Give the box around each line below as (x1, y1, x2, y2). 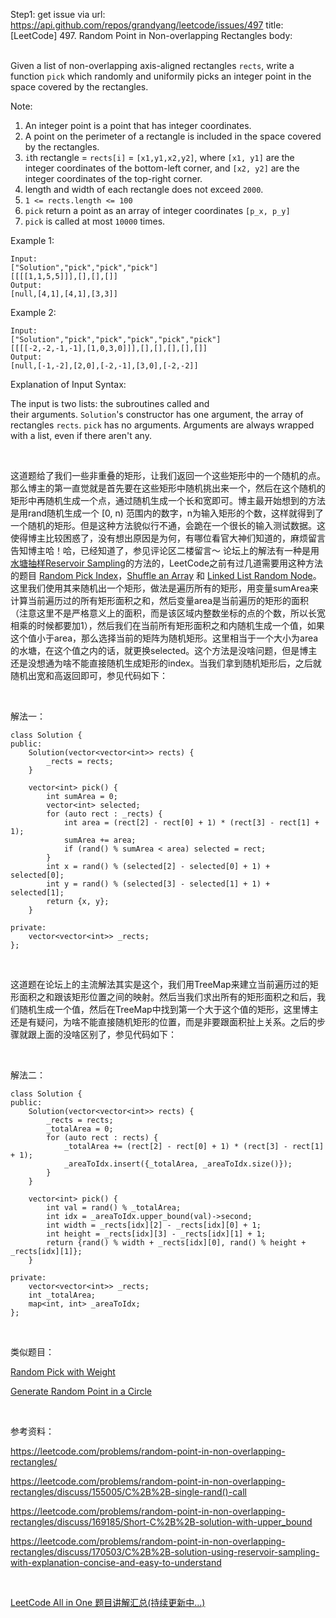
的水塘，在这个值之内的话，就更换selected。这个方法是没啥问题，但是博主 (10, 645, 318, 656)
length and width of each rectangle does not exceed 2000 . (24, 184, 264, 195)
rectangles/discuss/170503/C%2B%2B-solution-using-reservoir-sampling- (10, 1546, 320, 1558)
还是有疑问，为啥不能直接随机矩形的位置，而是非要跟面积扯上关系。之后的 (10, 1016, 317, 1028)
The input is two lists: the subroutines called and (10, 398, 210, 409)
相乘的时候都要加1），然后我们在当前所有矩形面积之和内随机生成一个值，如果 (10, 620, 325, 631)
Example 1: (10, 235, 55, 246)
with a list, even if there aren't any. (10, 430, 152, 441)
